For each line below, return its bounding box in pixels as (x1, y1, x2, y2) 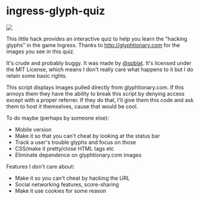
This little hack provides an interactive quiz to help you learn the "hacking (6, 35, 187, 42)
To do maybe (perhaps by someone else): (6, 114, 110, 121)
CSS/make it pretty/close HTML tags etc (14, 145, 115, 152)
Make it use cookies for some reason (14, 187, 107, 194)
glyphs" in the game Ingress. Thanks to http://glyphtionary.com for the (6, 41, 180, 48)
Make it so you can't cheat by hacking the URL (14, 174, 130, 182)
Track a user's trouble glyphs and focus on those (14, 139, 137, 146)
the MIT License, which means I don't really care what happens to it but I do (6, 66, 193, 73)
